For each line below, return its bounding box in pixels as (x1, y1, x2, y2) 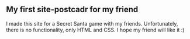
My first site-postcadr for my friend (6, 5, 139, 15)
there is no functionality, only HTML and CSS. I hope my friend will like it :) (6, 26, 185, 33)
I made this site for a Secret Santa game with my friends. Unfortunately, (6, 20, 178, 27)
